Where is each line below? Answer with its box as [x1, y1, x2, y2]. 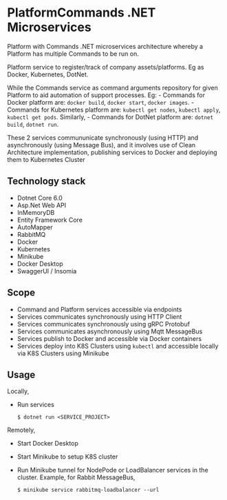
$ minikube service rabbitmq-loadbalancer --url [17, 487, 160, 494]
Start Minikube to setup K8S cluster [17, 452, 118, 461]
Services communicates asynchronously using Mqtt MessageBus [17, 327, 203, 335]
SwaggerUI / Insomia [17, 267, 77, 275]
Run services [17, 401, 55, 409]
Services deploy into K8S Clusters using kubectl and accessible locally [17, 342, 219, 350]
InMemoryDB [17, 208, 55, 216]
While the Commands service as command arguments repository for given [7, 83, 218, 92]
